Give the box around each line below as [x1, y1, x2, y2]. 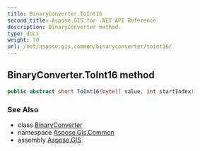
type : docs [7, 30, 40, 37]
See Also [7, 104, 39, 114]
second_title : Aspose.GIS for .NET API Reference [7, 17, 157, 24]
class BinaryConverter [17, 121, 83, 129]
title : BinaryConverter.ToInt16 [7, 10, 102, 18]
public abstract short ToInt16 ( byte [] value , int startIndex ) [7, 87, 194, 95]
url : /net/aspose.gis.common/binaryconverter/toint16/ [7, 43, 172, 50]
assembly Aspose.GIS [17, 135, 81, 144]
